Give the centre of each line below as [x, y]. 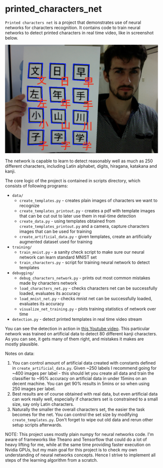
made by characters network [48, 283]
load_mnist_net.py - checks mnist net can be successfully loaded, [86, 298]
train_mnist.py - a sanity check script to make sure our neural [82, 252]
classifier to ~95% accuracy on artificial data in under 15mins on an [79, 378]
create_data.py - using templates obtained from [67, 221]
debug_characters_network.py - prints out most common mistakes [85, 277]
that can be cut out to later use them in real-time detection [78, 216]
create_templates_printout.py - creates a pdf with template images [87, 210]
